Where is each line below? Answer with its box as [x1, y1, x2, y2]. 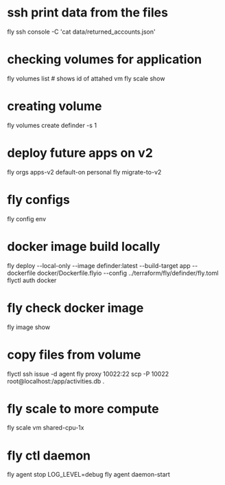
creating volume [7, 98, 102, 114]
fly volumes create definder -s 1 [7, 121, 97, 129]
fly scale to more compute [7, 401, 159, 416]
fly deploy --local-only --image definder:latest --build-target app [7, 261, 191, 269]
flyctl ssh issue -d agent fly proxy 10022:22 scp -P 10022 [7, 370, 169, 378]
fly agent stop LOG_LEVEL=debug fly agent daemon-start [7, 471, 170, 479]
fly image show [7, 323, 50, 331]
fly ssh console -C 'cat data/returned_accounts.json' [7, 27, 156, 36]
